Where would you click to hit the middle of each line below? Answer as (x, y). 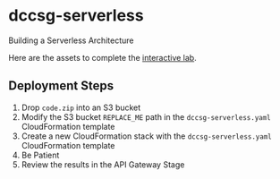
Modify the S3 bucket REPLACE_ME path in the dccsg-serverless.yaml (146, 116)
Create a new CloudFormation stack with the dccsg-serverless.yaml (146, 136)
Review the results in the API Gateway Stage (103, 164)
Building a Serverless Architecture (71, 40)
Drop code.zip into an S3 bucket (81, 107)
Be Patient (40, 155)
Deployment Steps (61, 86)
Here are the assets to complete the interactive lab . (103, 57)
